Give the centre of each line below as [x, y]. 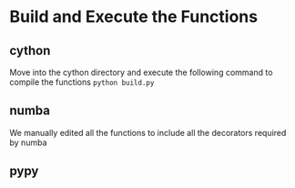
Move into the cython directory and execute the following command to [141, 72]
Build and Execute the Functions [133, 17]
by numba [28, 142]
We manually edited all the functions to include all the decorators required [148, 132]
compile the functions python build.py [82, 82]
